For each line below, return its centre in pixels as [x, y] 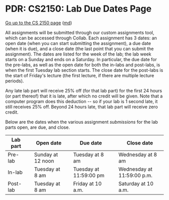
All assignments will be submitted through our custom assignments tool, [80, 32]
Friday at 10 [88, 183]
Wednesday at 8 [138, 155]
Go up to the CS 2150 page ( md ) [39, 23]
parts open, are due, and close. [38, 127]
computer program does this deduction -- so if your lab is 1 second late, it [81, 101]
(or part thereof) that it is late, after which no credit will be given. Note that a [84, 96]
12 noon [44, 161]
